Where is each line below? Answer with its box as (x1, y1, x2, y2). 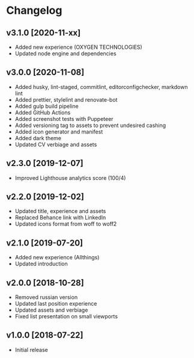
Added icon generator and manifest (14, 128, 103, 135)
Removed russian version (14, 294, 78, 301)
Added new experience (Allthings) (14, 254, 100, 261)
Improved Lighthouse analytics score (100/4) (14, 174, 126, 181)
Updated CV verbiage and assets (14, 141, 97, 148)
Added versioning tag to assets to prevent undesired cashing (14, 122, 166, 129)
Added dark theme (14, 134, 62, 141)
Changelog (6, 4, 62, 17)
